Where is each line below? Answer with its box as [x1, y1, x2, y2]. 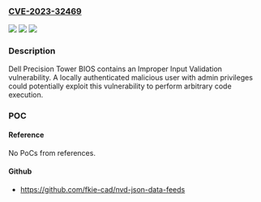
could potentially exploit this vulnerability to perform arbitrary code [8, 81, 233, 91]
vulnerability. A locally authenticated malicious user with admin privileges [8, 72, 254, 82]
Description [8, 45, 56, 57]
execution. [8, 89, 44, 99]
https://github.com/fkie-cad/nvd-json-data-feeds [19, 184, 186, 194]
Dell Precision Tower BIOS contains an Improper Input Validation [8, 63, 223, 74]
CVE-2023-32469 [8, 6, 83, 17]
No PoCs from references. [8, 148, 96, 157]
